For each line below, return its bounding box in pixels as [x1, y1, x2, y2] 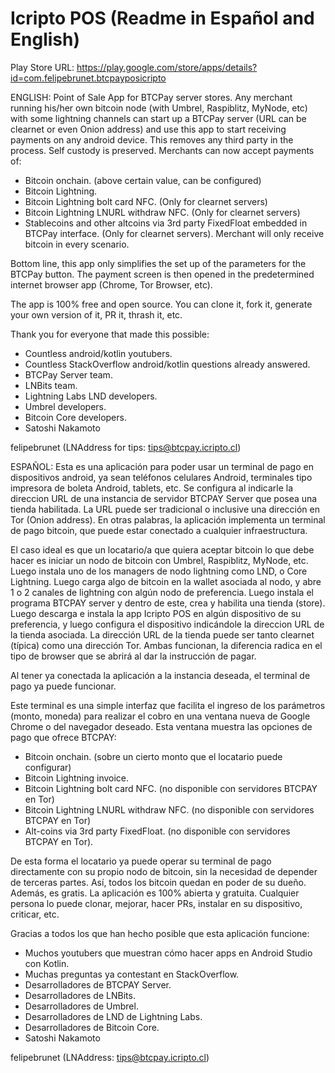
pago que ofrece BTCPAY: [10, 731, 117, 743]
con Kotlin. [24, 957, 70, 969]
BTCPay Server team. [24, 368, 113, 381]
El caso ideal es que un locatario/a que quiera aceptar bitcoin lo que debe [10, 543, 315, 556]
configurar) [24, 761, 72, 773]
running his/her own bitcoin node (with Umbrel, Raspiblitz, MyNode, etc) [10, 102, 308, 114]
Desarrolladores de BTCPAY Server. [24, 978, 172, 991]
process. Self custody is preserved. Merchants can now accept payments [10, 144, 315, 156]
